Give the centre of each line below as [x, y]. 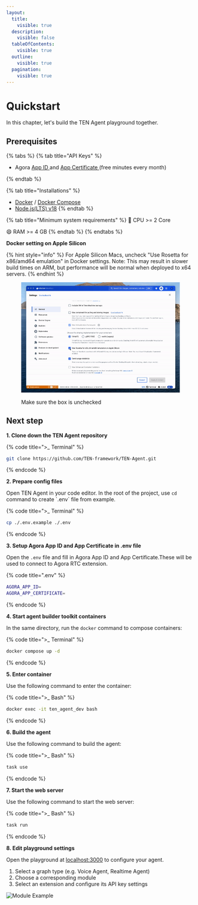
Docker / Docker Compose [48, 202]
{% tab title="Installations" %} [43, 191]
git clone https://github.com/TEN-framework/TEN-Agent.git [81, 458]
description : [28, 32]
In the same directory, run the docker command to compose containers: [94, 628]
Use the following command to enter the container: [69, 685]
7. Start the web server [35, 790]
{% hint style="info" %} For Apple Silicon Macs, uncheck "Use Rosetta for [97, 255]
